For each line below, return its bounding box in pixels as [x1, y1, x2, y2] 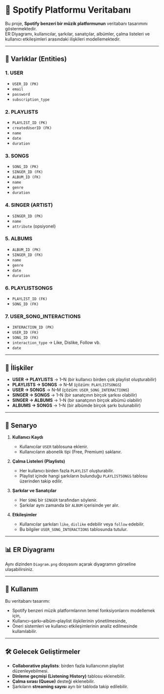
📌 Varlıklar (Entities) [5, 55, 67, 63]
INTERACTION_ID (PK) [12, 325, 54, 330]
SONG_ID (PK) [12, 165, 39, 169]
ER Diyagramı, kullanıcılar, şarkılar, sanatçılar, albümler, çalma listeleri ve [5, 31, 150, 37]
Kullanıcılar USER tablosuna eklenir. [19, 444, 88, 450]
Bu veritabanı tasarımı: [5, 598, 50, 604]
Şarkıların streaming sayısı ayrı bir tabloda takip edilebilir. [12, 684, 128, 690]
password [12, 92, 30, 97]
